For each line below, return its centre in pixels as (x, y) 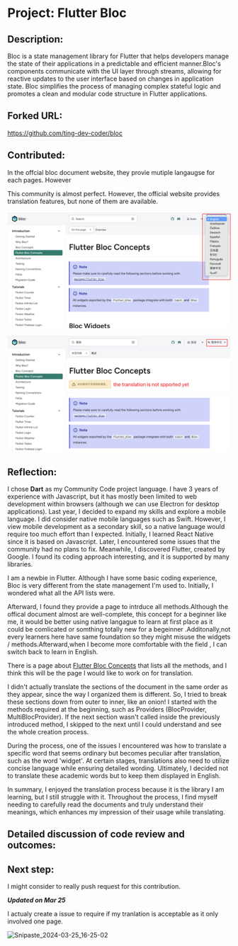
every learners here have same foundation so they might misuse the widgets (119, 637)
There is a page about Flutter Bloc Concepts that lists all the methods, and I (117, 666)
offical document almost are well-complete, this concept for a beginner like (117, 615)
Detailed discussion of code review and (96, 834)
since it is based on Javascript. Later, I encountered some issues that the (114, 542)
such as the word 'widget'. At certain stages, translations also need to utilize (118, 761)
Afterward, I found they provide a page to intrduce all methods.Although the (118, 607)
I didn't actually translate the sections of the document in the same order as (118, 687)
